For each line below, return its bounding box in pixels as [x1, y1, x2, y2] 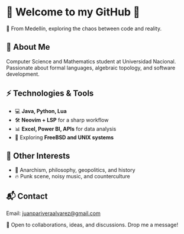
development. [6, 70, 40, 78]
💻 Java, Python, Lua [14, 107, 67, 114]
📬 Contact [6, 191, 48, 201]
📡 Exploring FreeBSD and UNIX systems [14, 133, 114, 141]
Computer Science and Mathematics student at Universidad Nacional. [6, 57, 176, 65]
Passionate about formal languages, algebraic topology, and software [6, 64, 176, 71]
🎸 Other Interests [6, 150, 70, 161]
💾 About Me [6, 42, 50, 52]
